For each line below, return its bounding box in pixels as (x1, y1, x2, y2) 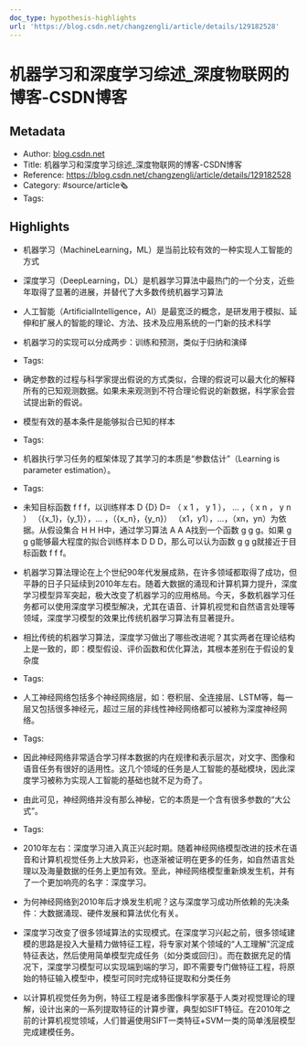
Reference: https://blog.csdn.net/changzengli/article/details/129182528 (22, 169, 292, 180)
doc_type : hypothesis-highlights (9, 13, 137, 23)
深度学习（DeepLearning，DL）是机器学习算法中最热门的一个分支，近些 (22, 275, 295, 286)
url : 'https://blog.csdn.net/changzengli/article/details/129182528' (9, 22, 281, 31)
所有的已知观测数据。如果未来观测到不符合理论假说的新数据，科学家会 (22, 386, 288, 396)
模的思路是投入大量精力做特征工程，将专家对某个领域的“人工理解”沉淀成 (22, 938, 295, 950)
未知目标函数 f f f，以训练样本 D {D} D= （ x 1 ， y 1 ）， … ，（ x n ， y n (22, 502, 291, 512)
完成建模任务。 (22, 1027, 79, 1038)
